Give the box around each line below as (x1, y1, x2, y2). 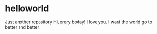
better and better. (5, 24, 40, 30)
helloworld (5, 3, 49, 14)
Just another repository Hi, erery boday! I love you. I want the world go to (5, 19, 153, 25)
